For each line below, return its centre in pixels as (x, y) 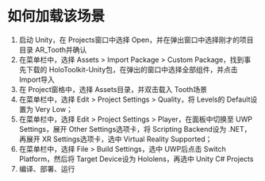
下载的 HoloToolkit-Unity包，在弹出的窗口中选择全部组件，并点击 (132, 69)
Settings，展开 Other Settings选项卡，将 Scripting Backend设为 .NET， (135, 129)
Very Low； (54, 109)
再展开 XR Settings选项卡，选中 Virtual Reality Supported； (115, 139)
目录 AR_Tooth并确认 (53, 49)
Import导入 (36, 79)
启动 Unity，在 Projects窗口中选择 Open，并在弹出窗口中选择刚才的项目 (136, 40)
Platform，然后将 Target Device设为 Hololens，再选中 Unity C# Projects (136, 159)
